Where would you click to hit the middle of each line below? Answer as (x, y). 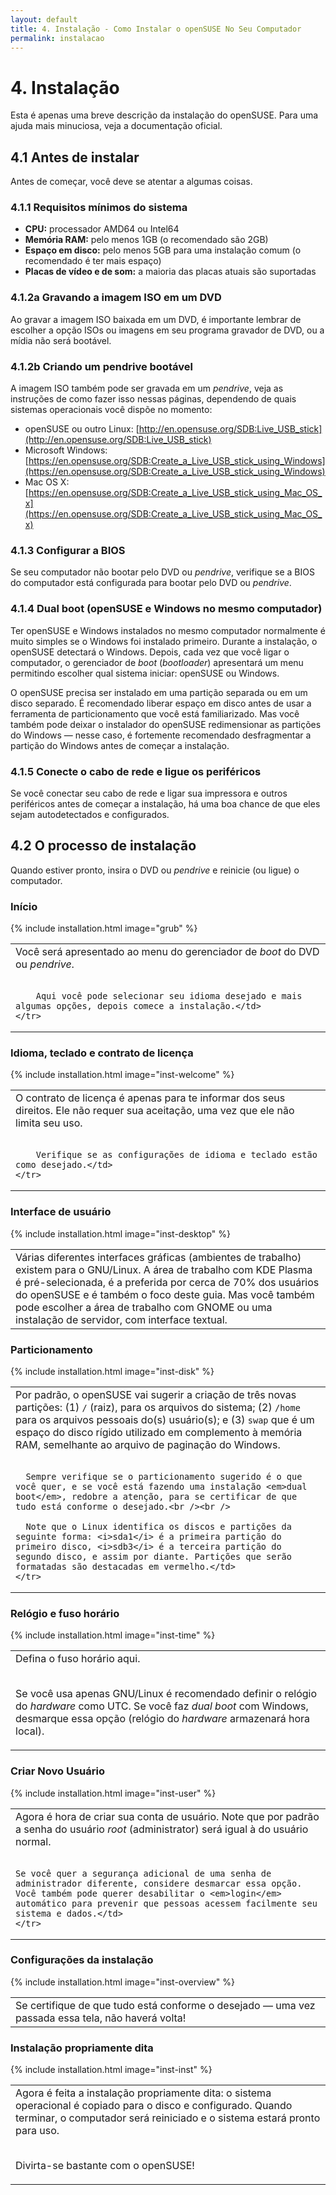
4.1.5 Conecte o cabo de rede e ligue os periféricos (136, 771)
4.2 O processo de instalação (103, 846)
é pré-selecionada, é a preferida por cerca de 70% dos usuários (167, 1282)
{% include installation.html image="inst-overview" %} (122, 1982)
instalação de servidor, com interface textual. (121, 1319)
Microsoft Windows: (66, 450)
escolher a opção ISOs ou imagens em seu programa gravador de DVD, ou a (167, 330)
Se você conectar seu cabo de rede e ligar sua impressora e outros (149, 793)
